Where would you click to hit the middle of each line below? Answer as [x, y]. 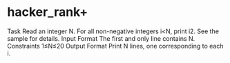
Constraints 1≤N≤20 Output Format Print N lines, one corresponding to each [115, 46]
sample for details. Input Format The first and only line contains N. [101, 38]
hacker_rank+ [48, 12]
